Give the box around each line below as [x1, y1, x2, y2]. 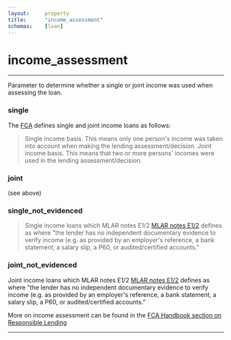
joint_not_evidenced [8, 261, 77, 270]
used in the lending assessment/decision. [24, 156, 143, 164]
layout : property [8, 10, 70, 17]
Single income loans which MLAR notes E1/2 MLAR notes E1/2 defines [24, 222, 222, 230]
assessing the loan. [8, 88, 62, 96]
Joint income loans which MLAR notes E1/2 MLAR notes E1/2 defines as [8, 276, 210, 284]
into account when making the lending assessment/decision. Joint [24, 142, 212, 150]
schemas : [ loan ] [8, 23, 64, 29]
